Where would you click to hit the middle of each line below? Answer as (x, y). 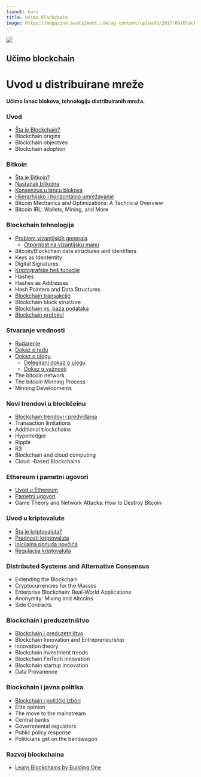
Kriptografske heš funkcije (47, 270)
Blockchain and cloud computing (55, 455)
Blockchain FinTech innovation (52, 659)
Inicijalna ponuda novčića (46, 544)
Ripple (23, 442)
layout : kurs (22, 12)
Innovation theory (36, 646)
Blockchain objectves (41, 142)
